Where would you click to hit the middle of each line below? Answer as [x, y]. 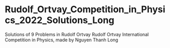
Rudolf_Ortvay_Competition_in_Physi [85, 9]
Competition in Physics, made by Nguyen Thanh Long [61, 40]
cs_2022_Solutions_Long [60, 20]
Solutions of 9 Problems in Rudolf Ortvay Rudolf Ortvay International [77, 34]
